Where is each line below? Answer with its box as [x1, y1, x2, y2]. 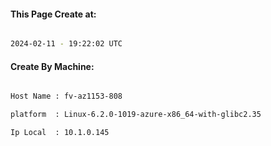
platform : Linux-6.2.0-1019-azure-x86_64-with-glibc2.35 [10, 110, 262, 120]
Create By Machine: [10, 60, 95, 72]
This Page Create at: [10, 8, 97, 20]
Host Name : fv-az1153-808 [10, 91, 123, 102]
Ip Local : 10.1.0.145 [10, 128, 110, 138]
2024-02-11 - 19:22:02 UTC [10, 39, 123, 49]
